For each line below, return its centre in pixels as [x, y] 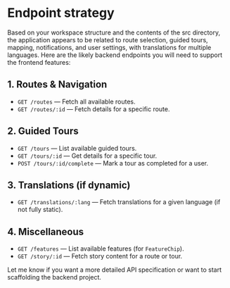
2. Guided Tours [43, 131]
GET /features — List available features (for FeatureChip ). [101, 249]
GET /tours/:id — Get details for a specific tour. [87, 156]
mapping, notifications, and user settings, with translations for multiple [109, 47]
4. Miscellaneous [46, 231]
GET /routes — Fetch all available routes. [76, 101]
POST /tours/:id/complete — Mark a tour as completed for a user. [113, 163]
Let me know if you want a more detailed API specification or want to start [114, 270]
